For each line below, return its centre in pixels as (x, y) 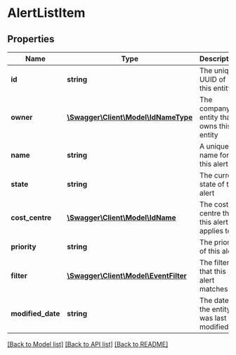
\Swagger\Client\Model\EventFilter (127, 276)
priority (24, 247)
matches (214, 289)
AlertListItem (46, 13)
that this (212, 271)
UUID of (212, 79)
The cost (214, 204)
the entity (215, 309)
